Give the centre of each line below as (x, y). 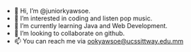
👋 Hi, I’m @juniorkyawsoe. (52, 11)
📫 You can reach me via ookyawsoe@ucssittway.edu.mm (99, 41)
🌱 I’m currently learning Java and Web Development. (91, 26)
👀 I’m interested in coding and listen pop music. (83, 18)
